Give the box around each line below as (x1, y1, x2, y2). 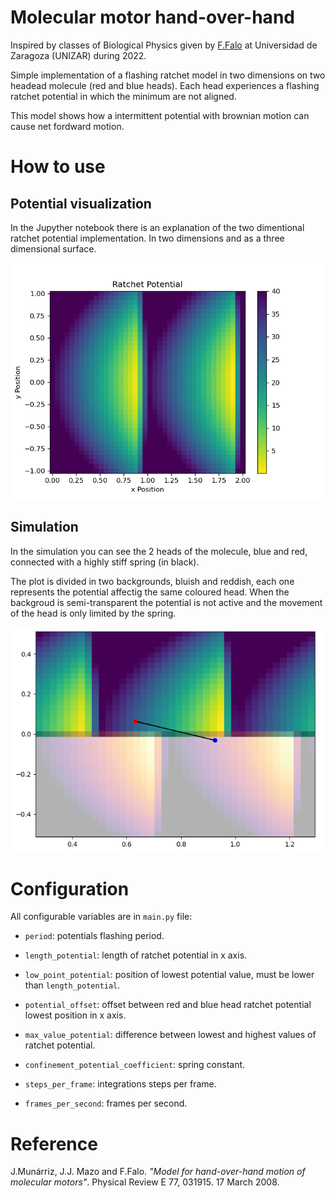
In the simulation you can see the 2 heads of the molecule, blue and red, (10, 545, 308, 557)
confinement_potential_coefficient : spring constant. (24, 1059, 246, 1071)
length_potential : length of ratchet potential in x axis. (24, 949, 248, 961)
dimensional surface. (10, 242, 97, 255)
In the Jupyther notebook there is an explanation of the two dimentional (10, 221, 305, 233)
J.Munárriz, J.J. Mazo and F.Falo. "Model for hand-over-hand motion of (10, 1166, 306, 1178)
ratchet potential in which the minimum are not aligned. (10, 90, 237, 102)
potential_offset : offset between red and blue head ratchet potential (24, 999, 312, 1011)
